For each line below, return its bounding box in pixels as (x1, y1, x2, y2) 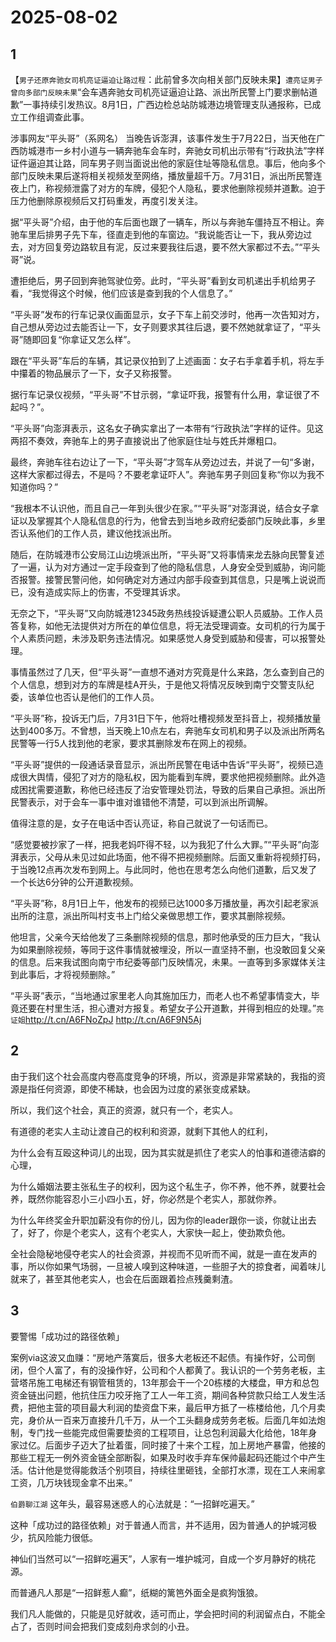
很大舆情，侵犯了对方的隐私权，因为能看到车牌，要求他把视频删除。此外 (18, 771, 317, 783)
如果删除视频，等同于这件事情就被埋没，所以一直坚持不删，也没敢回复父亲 (18, 944, 326, 955)
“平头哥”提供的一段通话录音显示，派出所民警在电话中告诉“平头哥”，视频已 (10, 759, 315, 770)
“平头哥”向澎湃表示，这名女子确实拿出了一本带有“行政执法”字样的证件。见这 (10, 422, 324, 434)
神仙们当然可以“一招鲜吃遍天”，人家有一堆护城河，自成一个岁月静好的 (10, 1552, 299, 1565)
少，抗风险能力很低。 (10, 1531, 98, 1543)
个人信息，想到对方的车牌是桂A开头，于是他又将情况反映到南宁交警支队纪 (10, 679, 315, 690)
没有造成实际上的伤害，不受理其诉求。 (27, 586, 186, 598)
